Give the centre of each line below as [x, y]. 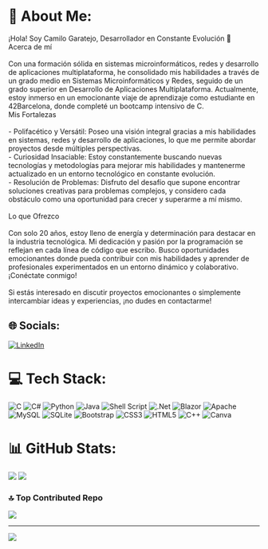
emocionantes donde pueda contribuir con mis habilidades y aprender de [129, 258]
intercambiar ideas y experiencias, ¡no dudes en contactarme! [110, 300]
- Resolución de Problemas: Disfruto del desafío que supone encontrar [124, 182]
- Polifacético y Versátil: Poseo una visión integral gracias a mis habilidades [132, 131]
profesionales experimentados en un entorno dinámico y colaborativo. [124, 267]
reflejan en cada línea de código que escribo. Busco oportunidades [119, 249]
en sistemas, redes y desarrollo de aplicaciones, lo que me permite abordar [132, 139]
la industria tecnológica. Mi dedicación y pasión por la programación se [126, 241]
